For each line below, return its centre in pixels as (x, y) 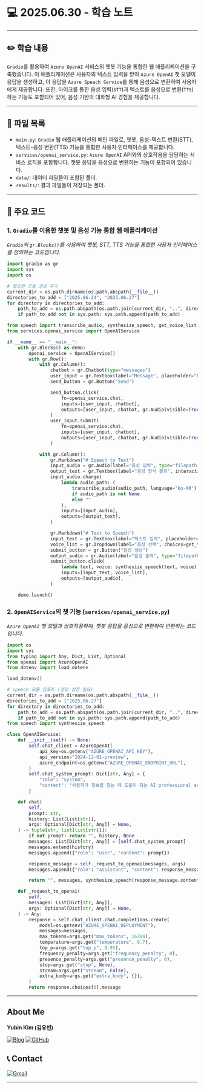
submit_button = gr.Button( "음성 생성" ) (99, 550)
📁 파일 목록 (26, 124)
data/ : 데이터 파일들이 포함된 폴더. (56, 177)
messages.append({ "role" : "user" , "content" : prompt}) (99, 853)
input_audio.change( (76, 477)
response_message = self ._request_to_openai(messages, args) (107, 864)
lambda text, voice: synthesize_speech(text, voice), (130, 567)
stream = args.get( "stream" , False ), (84, 970)
